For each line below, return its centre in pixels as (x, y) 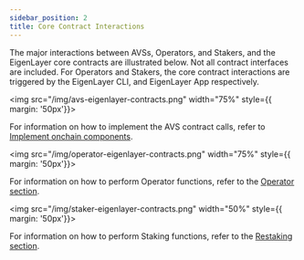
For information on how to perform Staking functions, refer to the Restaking (151, 236)
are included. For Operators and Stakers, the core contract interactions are (150, 72)
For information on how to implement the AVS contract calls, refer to (137, 126)
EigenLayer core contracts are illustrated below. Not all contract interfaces (149, 62)
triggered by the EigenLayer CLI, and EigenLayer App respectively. (135, 81)
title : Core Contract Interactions (77, 26)
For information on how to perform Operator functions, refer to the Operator (152, 181)
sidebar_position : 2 (49, 18)
